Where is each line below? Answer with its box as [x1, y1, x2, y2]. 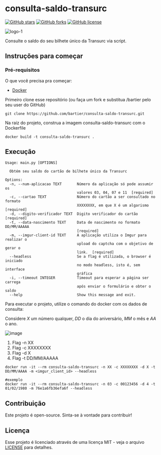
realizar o [5, 237, 27, 242]
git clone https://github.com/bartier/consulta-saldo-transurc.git [5, 111, 145, 116]
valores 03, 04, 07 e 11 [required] [77, 190, 153, 195]
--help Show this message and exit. [9, 293, 136, 298]
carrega [5, 280, 21, 285]
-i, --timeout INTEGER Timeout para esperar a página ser [9, 276, 149, 281]
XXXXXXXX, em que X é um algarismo [77, 203, 149, 208]
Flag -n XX [12, 340, 34, 346]
